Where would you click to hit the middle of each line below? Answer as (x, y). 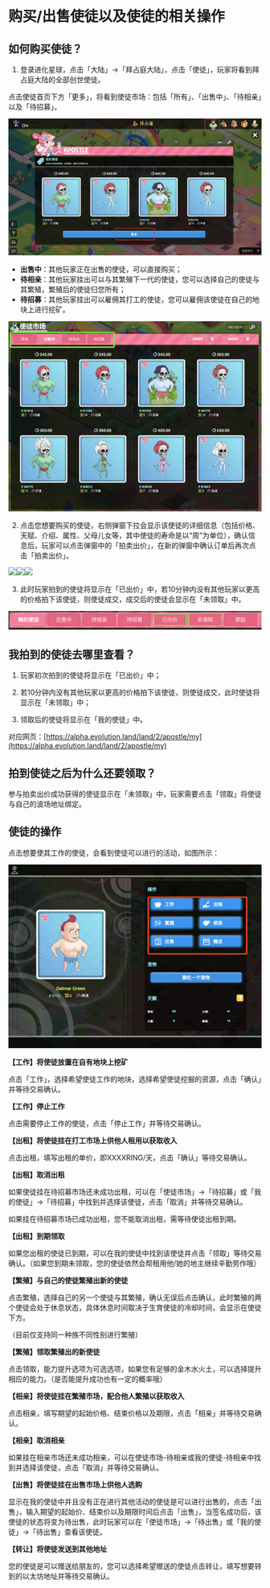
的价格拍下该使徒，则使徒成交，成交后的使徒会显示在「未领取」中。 (133, 600)
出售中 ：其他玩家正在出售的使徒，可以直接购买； (101, 270)
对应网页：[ (27, 736)
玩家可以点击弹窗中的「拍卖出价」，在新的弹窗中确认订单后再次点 (149, 546)
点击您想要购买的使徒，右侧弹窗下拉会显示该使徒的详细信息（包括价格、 (139, 526)
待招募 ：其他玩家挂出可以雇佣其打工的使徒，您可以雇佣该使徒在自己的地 (139, 299)
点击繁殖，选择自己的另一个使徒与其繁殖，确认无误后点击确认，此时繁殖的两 (135, 1297)
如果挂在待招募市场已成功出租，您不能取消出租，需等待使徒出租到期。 (125, 1219)
